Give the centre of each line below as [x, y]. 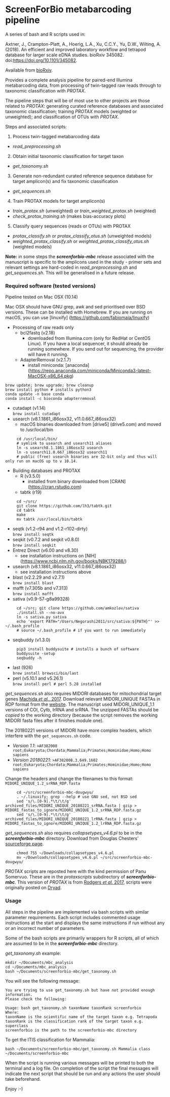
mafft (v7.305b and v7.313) [40, 588]
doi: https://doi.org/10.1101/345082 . [41, 60]
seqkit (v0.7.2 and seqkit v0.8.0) [46, 540]
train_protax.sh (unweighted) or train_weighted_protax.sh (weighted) [84, 211]
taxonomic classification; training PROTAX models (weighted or [71, 111]
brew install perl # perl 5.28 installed [57, 684]
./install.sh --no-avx [40, 613]
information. [19, 994]
